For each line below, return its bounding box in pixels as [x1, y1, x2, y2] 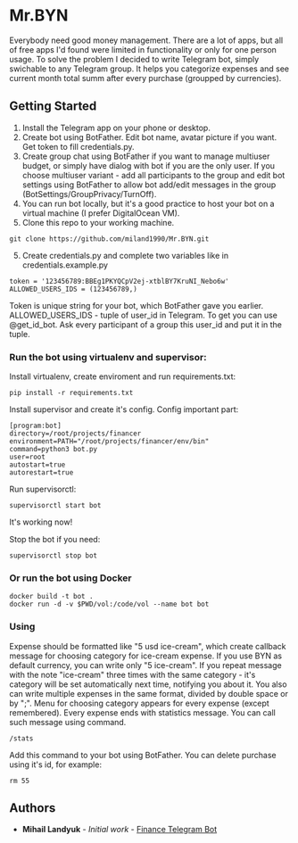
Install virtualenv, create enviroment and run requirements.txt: [9, 371, 236, 382]
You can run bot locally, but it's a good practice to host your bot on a [21, 198, 275, 209]
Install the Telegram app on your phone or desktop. [21, 122, 211, 133]
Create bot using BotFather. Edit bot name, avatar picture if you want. [21, 131, 277, 143]
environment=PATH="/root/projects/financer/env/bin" [9, 437, 210, 446]
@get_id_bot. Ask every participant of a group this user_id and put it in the [9, 318, 283, 330]
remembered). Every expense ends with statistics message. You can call [9, 707, 277, 718]
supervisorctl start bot [9, 501, 102, 510]
